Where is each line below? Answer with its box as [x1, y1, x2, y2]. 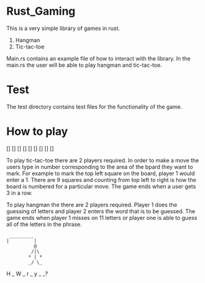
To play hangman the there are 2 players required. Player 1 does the [6, 201, 177, 208]
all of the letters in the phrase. [6, 221, 82, 228]
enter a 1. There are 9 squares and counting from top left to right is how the [6, 176, 196, 183]
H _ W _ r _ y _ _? [6, 270, 48, 277]
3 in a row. [6, 189, 33, 197]
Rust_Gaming [6, 4, 75, 18]
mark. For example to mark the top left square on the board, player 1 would [6, 170, 195, 177]
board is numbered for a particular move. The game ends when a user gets [6, 183, 196, 190]
